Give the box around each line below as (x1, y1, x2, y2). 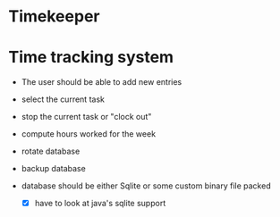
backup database (21, 163, 86, 174)
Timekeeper (8, 6, 100, 27)
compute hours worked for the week (21, 129, 157, 139)
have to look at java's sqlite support (34, 198, 166, 209)
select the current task (21, 94, 105, 104)
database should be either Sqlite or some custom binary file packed (21, 180, 271, 191)
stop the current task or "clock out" (21, 112, 152, 122)
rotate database (21, 146, 81, 157)
